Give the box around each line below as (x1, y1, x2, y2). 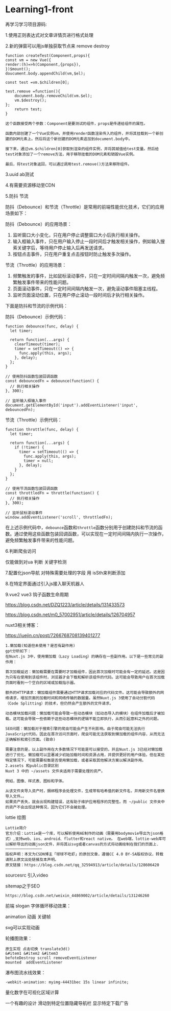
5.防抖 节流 (5, 193, 29, 199)
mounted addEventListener (5, 959, 63, 965)
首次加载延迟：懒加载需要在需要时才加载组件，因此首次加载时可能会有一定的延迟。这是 (5, 669, 161, 674)
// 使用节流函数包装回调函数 (5, 486, 58, 491)
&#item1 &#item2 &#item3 (5, 951, 58, 956)
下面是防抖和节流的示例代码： (5, 302, 68, 309)
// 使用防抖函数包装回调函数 (5, 374, 58, 379)
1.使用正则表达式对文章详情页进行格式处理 (5, 32, 93, 38)
